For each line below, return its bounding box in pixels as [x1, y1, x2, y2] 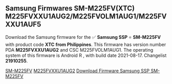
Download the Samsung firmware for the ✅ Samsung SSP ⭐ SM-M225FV [5, 34, 161, 40]
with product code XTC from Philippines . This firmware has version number [5, 41, 166, 48]
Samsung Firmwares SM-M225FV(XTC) [5, 4, 135, 13]
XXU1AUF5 [5, 20, 41, 29]
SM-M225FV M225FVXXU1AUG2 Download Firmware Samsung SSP [5, 68, 150, 74]
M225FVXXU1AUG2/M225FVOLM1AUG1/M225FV [5, 12, 167, 21]
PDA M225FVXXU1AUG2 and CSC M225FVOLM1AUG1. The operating [5, 47, 154, 53]
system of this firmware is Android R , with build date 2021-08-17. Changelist [5, 52, 167, 58]
